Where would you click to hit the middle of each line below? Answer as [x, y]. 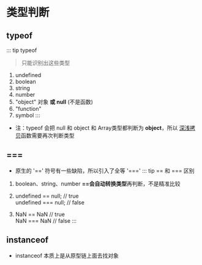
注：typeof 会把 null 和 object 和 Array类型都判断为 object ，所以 [96, 128]
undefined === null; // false [50, 202]
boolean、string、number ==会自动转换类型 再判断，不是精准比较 [98, 184]
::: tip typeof [22, 50]
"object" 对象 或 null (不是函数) [54, 102]
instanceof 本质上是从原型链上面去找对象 [67, 255]
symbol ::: [28, 115]
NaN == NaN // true [40, 214]
